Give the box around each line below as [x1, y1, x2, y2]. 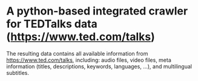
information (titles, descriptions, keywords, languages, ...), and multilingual [6, 62, 193, 70]
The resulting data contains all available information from [6, 50, 148, 57]
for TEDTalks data [6, 17, 98, 31]
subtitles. [6, 69, 29, 76]
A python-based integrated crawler [6, 4, 188, 18]
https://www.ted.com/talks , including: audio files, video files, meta [6, 56, 171, 63]
